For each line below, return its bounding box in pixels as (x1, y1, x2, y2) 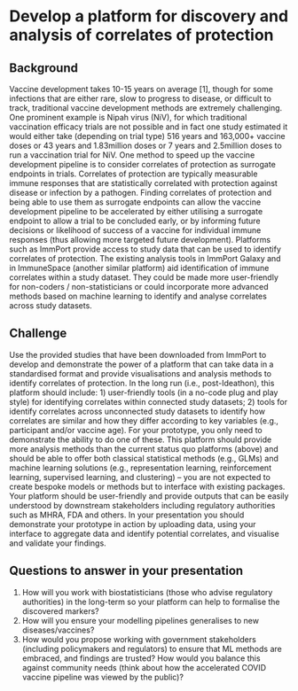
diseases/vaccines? (21, 625, 95, 635)
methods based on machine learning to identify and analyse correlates (9, 291, 268, 301)
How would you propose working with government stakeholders (21, 633, 257, 644)
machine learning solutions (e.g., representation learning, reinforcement (9, 462, 272, 473)
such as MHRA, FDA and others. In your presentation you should (9, 509, 245, 520)
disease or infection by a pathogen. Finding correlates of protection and (9, 188, 272, 198)
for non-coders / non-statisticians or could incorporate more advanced (9, 282, 269, 291)
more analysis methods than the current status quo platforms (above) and (9, 443, 279, 454)
